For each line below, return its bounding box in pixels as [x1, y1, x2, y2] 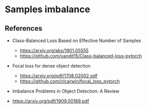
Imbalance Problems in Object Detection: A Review [12, 88, 120, 94]
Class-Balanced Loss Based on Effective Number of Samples [12, 37, 141, 43]
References [5, 24, 43, 33]
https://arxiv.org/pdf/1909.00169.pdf [12, 98, 89, 104]
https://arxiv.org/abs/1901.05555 [19, 48, 89, 53]
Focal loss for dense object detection [12, 63, 91, 69]
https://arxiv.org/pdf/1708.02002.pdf [19, 73, 98, 79]
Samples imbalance [5, 4, 91, 15]
